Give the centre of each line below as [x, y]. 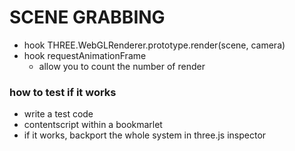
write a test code [58, 114]
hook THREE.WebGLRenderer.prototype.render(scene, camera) [154, 45]
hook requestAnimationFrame [85, 55]
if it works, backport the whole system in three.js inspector [145, 135]
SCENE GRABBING [87, 17]
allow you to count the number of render [122, 66]
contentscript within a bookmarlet [93, 125]
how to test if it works [63, 92]
